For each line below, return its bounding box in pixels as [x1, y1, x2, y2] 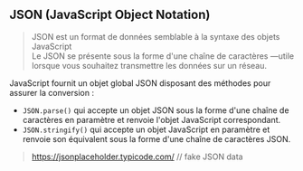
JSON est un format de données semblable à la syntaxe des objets [31, 31, 280, 42]
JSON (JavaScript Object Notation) [9, 7, 211, 23]
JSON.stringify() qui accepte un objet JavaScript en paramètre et [22, 124, 270, 135]
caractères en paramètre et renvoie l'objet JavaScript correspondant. [22, 114, 281, 125]
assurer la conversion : [9, 87, 95, 98]
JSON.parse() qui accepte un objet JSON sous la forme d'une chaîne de [22, 104, 289, 116]
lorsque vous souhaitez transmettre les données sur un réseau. [31, 60, 268, 71]
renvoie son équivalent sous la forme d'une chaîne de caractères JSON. [22, 133, 291, 144]
